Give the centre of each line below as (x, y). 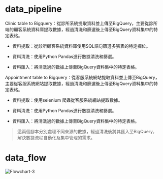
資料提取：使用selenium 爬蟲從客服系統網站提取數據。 (67, 100)
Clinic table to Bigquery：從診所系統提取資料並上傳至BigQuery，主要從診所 (81, 23)
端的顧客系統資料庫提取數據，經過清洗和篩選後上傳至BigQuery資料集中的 (79, 29)
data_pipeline (33, 9)
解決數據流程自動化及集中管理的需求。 (56, 137)
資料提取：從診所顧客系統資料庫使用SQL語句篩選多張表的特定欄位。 (81, 46)
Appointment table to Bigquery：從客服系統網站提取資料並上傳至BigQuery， (82, 77)
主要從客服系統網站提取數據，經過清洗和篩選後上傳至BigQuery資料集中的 (79, 83)
